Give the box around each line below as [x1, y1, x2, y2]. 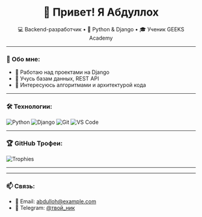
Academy [89, 34, 113, 41]
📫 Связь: [6, 182, 35, 190]
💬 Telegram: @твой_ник [14, 204, 75, 212]
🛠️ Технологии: [6, 102, 52, 111]
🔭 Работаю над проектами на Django [14, 69, 110, 76]
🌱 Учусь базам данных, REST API [14, 75, 99, 82]
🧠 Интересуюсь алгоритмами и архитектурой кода [14, 81, 146, 89]
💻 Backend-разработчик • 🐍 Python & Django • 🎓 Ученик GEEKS [17, 25, 185, 32]
